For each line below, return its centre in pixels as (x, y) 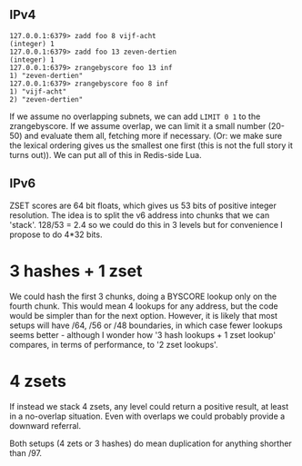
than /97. (26, 452)
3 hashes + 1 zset (76, 271)
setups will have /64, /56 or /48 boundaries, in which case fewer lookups (146, 325)
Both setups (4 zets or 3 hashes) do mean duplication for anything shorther (151, 443)
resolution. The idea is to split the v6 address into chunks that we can (140, 215)
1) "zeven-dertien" (46, 75)
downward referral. (45, 425)
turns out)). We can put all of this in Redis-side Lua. (106, 154)
